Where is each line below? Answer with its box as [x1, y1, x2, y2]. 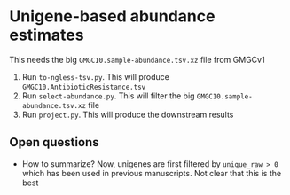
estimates [9, 25, 84, 45]
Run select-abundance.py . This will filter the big [21, 90, 195, 101]
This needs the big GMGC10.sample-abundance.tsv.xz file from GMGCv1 [9, 54, 265, 65]
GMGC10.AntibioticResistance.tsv [21, 82, 146, 91]
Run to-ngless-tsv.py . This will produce [21, 71, 170, 82]
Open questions [9, 135, 99, 150]
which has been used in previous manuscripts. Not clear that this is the [21, 168, 282, 178]
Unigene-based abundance [9, 6, 216, 27]
